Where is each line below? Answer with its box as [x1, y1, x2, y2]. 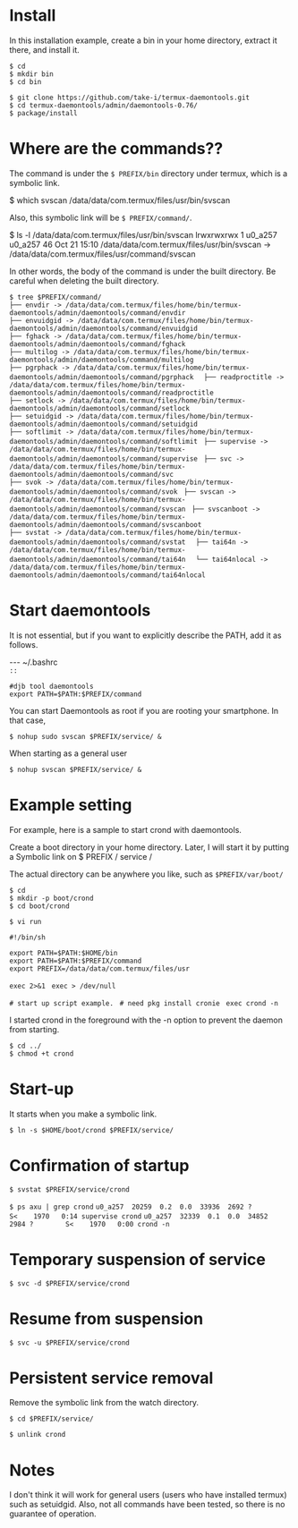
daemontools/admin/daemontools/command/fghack [9, 339, 186, 349]
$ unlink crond [9, 1430, 66, 1439]
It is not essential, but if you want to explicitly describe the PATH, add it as [9, 630, 282, 641]
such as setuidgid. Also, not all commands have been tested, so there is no [9, 1499, 285, 1510]
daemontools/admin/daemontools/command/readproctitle [9, 388, 215, 397]
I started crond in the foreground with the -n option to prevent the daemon [9, 1014, 284, 1025]
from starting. [9, 1023, 60, 1034]
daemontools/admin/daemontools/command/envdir [9, 308, 186, 318]
